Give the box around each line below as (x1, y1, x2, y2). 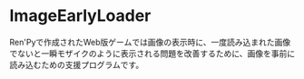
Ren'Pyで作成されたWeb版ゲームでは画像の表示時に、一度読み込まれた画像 (9, 36, 291, 47)
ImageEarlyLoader (9, 5, 152, 26)
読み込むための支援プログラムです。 (9, 59, 144, 70)
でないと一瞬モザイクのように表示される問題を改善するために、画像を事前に (9, 47, 296, 59)
